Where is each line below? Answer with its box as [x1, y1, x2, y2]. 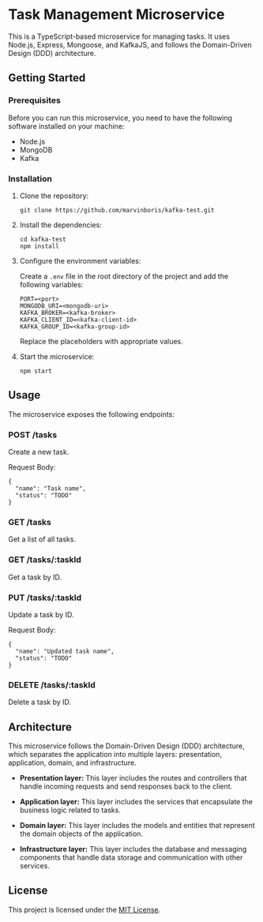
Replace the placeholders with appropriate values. [19, 336, 183, 346]
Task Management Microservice [8, 6, 225, 24]
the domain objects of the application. [19, 829, 144, 838]
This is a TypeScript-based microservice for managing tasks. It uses [8, 32, 231, 41]
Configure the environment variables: [19, 256, 141, 265]
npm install [19, 242, 59, 250]
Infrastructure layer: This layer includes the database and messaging [19, 845, 247, 854]
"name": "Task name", [15, 485, 87, 493]
